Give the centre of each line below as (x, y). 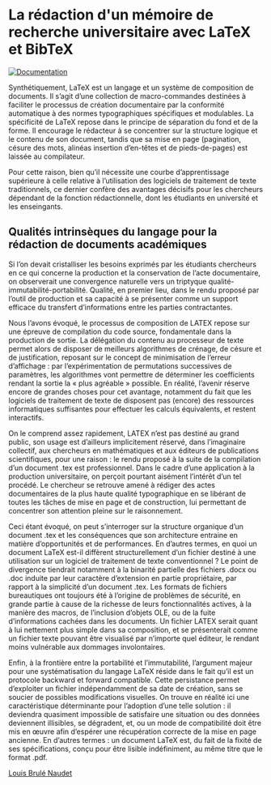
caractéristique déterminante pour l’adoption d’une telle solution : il (120, 706)
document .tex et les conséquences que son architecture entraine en (123, 535)
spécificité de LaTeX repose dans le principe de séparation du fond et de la (133, 122)
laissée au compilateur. (47, 156)
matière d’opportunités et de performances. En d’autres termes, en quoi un (133, 544)
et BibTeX (41, 49)
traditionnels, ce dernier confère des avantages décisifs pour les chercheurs (136, 189)
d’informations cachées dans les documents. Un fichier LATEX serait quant (133, 621)
